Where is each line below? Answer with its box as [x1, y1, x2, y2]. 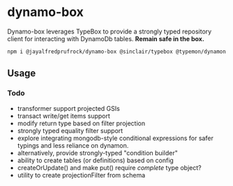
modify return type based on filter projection [17, 119, 145, 127]
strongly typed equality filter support [17, 126, 123, 134]
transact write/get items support [17, 111, 110, 120]
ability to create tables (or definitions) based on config [17, 156, 174, 164]
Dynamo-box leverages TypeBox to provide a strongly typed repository [7, 27, 212, 36]
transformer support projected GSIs [17, 104, 120, 112]
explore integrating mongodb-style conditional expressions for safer [17, 134, 214, 142]
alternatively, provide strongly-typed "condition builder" [17, 148, 178, 157]
